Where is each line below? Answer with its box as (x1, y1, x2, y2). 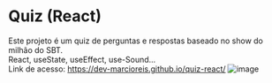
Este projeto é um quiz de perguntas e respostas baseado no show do (8, 35, 264, 46)
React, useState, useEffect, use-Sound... (8, 54, 156, 64)
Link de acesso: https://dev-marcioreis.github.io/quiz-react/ (8, 64, 226, 74)
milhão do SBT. (8, 44, 64, 55)
